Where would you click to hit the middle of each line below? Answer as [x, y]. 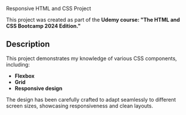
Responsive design [38, 88]
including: [18, 64]
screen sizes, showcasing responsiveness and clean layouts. [80, 106]
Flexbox [25, 76]
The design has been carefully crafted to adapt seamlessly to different [91, 99]
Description [28, 44]
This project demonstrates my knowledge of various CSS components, [92, 58]
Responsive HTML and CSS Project [49, 8]
